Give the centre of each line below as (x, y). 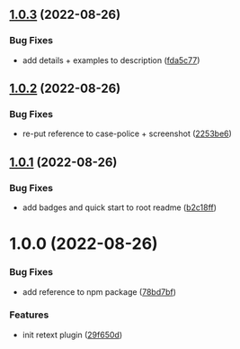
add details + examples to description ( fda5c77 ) (111, 60)
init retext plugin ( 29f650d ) (72, 335)
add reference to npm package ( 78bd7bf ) (99, 291)
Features (29, 315)
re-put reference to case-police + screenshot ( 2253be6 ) (127, 133)
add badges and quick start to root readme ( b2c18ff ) (120, 207)
